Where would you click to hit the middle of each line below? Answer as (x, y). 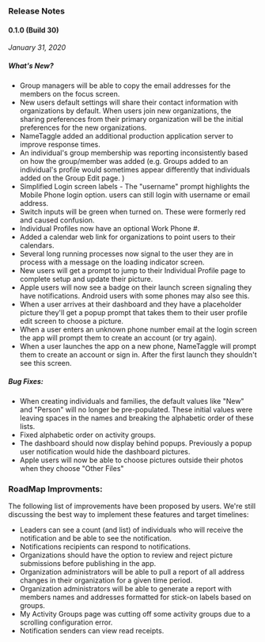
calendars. (37, 245)
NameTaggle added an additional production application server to (126, 136)
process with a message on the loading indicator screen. (112, 262)
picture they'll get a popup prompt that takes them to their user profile (133, 313)
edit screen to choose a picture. (72, 321)
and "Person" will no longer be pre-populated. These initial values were (136, 410)
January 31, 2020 (37, 47)
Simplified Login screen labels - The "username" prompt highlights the (134, 187)
